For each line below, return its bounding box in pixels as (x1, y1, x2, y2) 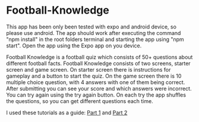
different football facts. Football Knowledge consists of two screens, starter (6, 60, 191, 67)
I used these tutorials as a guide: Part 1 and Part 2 (6, 109, 128, 116)
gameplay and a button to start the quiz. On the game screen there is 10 (6, 72, 182, 79)
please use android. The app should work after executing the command (6, 29, 181, 36)
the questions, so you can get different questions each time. (6, 97, 153, 104)
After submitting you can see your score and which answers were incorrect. (6, 85, 192, 92)
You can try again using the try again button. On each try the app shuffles (6, 91, 186, 98)
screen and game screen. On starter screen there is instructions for (6, 66, 171, 73)
